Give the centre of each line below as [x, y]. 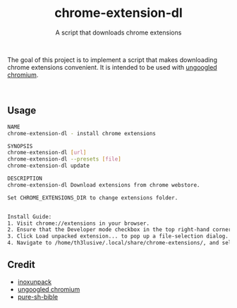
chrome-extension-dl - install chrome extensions [82, 133]
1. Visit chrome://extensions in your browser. [79, 223]
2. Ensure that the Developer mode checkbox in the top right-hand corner [120, 230]
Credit [21, 265]
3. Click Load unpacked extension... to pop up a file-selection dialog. [118, 236]
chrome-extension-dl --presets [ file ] [64, 159]
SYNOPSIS [20, 146]
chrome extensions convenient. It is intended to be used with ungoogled [112, 67]
